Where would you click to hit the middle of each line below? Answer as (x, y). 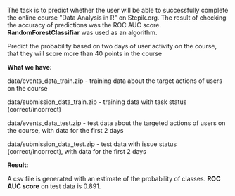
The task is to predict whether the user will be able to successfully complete (118, 10)
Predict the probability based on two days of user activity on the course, (112, 46)
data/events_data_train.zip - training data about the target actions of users (115, 81)
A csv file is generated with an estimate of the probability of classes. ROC (114, 179)
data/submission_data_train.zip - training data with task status (97, 102)
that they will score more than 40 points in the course (85, 53)
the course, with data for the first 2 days (65, 130)
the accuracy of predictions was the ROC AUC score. (84, 25)
